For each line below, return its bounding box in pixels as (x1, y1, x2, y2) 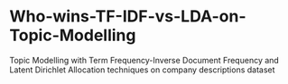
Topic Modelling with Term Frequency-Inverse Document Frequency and (9, 55, 280, 65)
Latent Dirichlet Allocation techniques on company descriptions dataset (9, 64, 275, 75)
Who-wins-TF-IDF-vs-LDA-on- (9, 6, 246, 27)
